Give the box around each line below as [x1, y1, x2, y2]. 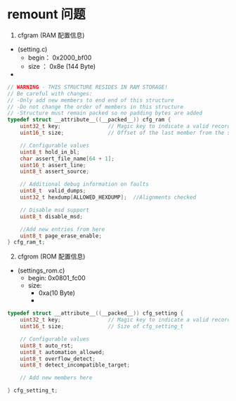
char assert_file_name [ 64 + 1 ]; [20, 155, 114, 162]
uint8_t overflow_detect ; [20, 355, 96, 362]
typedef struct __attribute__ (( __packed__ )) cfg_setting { [7, 310, 184, 317]
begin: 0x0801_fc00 [27, 274, 86, 282]
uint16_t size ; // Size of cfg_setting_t [20, 323, 184, 330]
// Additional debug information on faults [20, 180, 150, 188]
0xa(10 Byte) [38, 289, 76, 297]
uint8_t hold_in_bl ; [20, 148, 80, 155]
